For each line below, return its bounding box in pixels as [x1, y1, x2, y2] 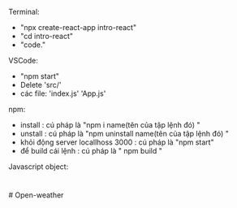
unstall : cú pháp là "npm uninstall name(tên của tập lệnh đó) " [19, 129, 229, 138]
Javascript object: [8, 162, 69, 171]
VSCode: [8, 56, 39, 65]
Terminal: [8, 7, 40, 16]
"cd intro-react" [19, 32, 74, 41]
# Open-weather [8, 190, 64, 200]
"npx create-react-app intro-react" [19, 23, 136, 32]
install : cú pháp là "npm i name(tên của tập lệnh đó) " [19, 120, 200, 129]
